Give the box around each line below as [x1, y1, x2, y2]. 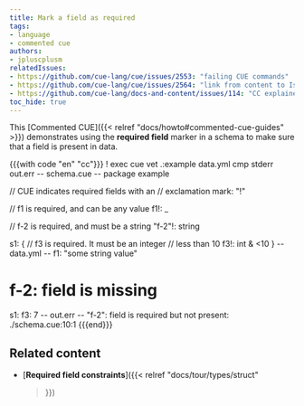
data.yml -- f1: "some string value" [9, 248, 138, 259]
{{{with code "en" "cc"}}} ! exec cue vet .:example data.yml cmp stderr [9, 159, 274, 170]
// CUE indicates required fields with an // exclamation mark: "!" [9, 186, 246, 197]
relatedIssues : [9, 64, 67, 73]
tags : [9, 22, 30, 31]
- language [9, 30, 51, 39]
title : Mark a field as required [9, 13, 136, 23]
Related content [9, 345, 101, 361]
